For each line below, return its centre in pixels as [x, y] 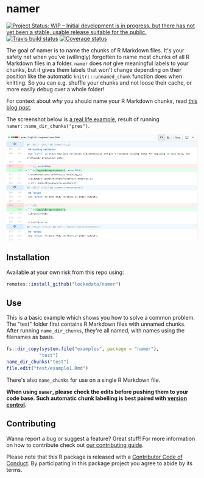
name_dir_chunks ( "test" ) [38, 362]
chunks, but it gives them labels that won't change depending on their [94, 69]
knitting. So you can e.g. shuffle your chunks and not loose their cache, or [99, 83]
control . [17, 404]
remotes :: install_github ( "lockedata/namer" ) [64, 284]
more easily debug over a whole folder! [55, 89]
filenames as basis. [30, 337]
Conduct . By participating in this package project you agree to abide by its [100, 463]
